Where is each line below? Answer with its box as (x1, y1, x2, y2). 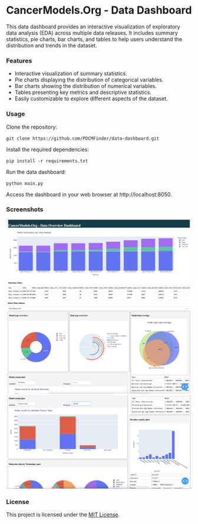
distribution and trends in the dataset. (6, 42, 97, 49)
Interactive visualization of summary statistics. (14, 70, 128, 77)
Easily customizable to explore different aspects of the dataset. (14, 95, 168, 102)
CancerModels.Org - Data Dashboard (6, 4, 192, 17)
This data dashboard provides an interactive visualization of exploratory (6, 23, 181, 30)
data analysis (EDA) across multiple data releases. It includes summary (6, 29, 179, 36)
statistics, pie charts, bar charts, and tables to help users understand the (6, 35, 183, 42)
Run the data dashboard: (6, 168, 67, 175)
